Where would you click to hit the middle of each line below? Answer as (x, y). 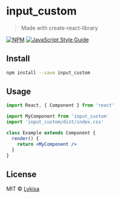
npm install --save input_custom (48, 73)
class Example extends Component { (51, 133)
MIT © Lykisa (23, 189)
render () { (25, 138)
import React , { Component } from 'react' (60, 105)
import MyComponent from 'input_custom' (58, 116)
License (21, 174)
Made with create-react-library (59, 28)
